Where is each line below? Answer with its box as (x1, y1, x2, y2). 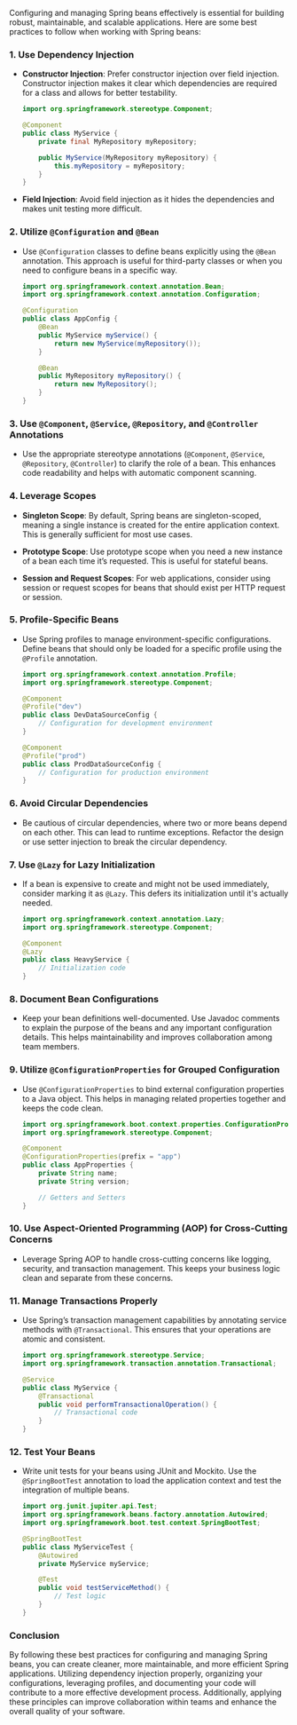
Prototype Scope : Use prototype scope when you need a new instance (21, 546, 284, 557)
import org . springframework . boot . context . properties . (21, 1120, 226, 1128)
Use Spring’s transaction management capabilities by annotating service (21, 1315, 287, 1325)
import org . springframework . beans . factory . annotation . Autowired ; (21, 1510, 269, 1519)
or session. (21, 591, 63, 602)
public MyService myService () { (38, 330, 158, 340)
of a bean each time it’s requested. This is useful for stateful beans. (21, 555, 269, 566)
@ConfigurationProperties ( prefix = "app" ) (21, 1152, 182, 1161)
